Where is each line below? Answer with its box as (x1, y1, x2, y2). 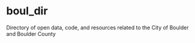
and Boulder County (6, 30, 56, 37)
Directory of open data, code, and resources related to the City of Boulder (6, 24, 189, 31)
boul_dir (6, 4, 48, 18)
